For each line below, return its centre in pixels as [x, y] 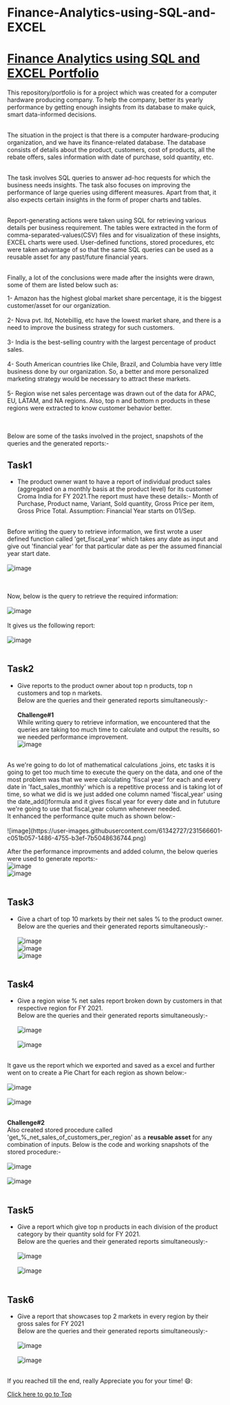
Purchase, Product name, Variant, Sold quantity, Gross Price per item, [116, 503]
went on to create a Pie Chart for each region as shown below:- [97, 1073]
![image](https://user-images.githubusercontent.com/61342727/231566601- [115, 831]
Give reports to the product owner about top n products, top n [105, 685]
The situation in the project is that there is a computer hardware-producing [113, 135]
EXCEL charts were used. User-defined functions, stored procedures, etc [111, 242]
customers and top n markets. [60, 693]
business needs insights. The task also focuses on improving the [99, 185]
